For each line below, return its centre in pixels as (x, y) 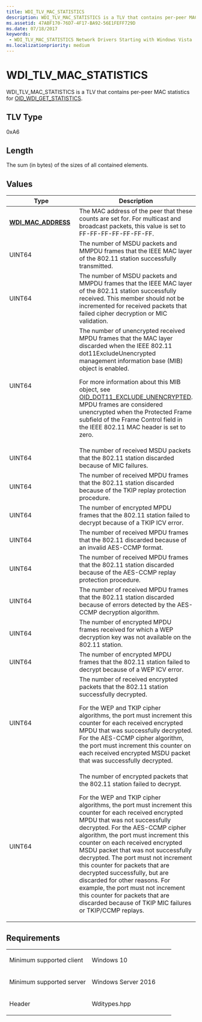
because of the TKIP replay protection (133, 490)
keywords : (19, 34)
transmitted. (96, 266)
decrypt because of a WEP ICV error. (131, 670)
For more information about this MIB (130, 382)
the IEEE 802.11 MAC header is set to (133, 427)
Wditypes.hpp (111, 1004)
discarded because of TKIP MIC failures (135, 903)
